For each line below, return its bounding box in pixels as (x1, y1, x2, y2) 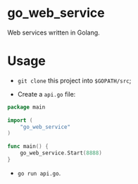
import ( (7, 116, 33, 124)
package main (7, 104, 46, 111)
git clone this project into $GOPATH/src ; (17, 76, 132, 85)
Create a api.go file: (17, 90, 76, 98)
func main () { (7, 143, 49, 150)
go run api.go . (17, 168, 61, 177)
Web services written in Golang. (7, 28, 100, 37)
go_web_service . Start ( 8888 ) (20, 149, 102, 157)
